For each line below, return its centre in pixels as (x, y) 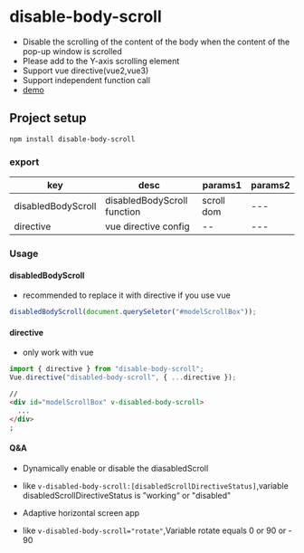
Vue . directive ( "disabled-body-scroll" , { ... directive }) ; (123, 377)
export (24, 162)
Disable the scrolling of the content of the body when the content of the (156, 42)
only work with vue (58, 353)
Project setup (48, 118)
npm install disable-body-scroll (72, 139)
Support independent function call (86, 80)
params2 (270, 186)
